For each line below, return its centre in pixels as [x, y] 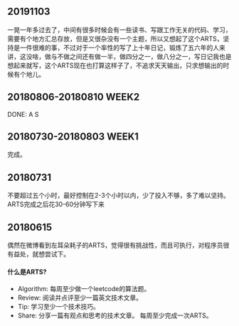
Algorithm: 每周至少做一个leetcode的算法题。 [84, 289]
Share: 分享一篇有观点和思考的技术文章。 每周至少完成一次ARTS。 [115, 315]
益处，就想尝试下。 [41, 254]
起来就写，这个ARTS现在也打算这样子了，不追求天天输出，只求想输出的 [118, 65]
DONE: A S [23, 114]
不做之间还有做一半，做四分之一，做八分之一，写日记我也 [141, 56]
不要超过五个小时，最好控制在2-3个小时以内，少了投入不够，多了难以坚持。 [118, 196]
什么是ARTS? [27, 272]
